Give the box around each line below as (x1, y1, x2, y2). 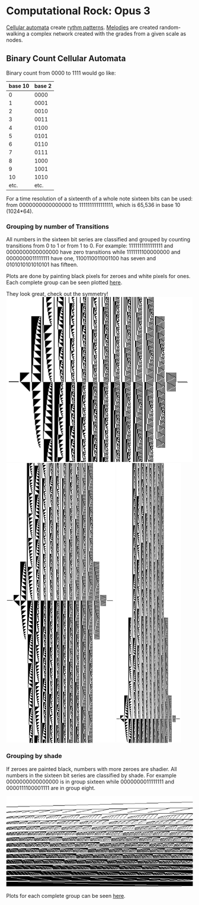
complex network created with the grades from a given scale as (30, 30, 187, 37)
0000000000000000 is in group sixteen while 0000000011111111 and (6, 778, 175, 785)
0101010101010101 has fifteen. (6, 261, 78, 268)
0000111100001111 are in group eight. (6, 784, 96, 791)
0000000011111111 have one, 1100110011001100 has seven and (6, 255, 156, 262)
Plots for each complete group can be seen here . (6, 893, 126, 900)
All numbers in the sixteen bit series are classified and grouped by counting (6, 236, 191, 243)
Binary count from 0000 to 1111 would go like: (6, 69, 117, 77)
